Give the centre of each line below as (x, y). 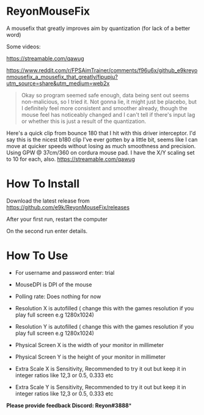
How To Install (43, 184)
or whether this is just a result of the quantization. (84, 121)
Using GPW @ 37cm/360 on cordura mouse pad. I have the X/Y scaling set (100, 152)
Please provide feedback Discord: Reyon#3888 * (69, 405)
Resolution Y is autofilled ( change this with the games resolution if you (104, 326)
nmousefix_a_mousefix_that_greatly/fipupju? (62, 77)
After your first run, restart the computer (57, 219)
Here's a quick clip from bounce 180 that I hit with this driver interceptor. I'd (101, 133)
